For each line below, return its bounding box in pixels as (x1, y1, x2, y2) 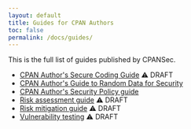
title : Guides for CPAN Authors (8, 19, 114, 27)
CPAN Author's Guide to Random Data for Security (19, 79, 183, 88)
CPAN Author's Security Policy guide (19, 87, 139, 97)
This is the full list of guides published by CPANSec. (8, 55, 176, 64)
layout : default (8, 11, 61, 20)
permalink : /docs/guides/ (8, 33, 93, 42)
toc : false (8, 26, 44, 34)
